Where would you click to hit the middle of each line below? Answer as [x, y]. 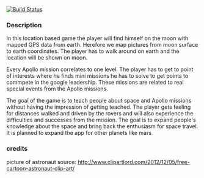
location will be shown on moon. [47, 58]
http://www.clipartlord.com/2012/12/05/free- [134, 162]
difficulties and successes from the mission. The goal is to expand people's [101, 120]
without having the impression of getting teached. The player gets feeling [99, 107]
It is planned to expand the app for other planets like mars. [80, 133]
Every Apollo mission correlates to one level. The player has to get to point [100, 69]
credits [17, 149]
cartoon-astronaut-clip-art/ [41, 168]
